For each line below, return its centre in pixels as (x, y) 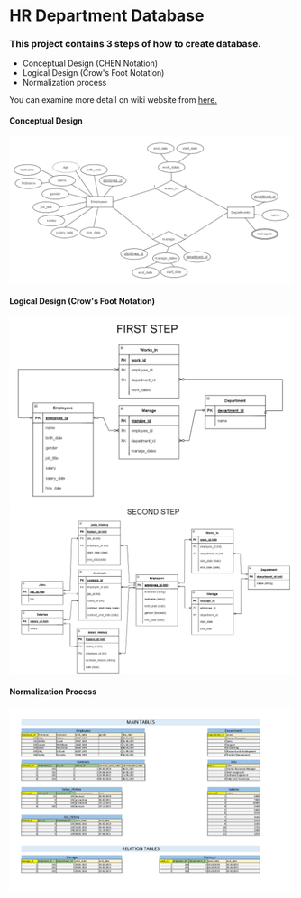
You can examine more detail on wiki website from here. (114, 100)
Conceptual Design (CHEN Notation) (90, 63)
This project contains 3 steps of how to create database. (135, 44)
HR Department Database (107, 16)
